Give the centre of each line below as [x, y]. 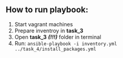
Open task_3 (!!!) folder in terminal [58, 37]
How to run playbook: [47, 10]
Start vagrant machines [44, 24]
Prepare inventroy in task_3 [49, 30]
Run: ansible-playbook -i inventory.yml [66, 43]
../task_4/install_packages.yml [55, 49]
